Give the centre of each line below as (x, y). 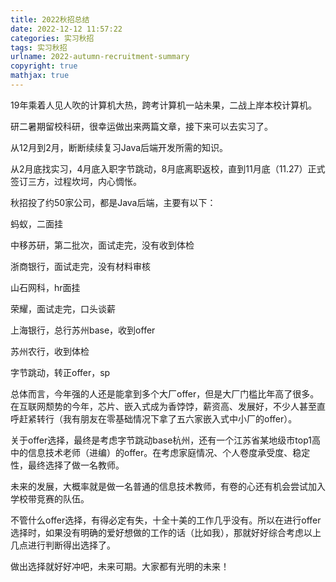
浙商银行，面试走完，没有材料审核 (80, 266)
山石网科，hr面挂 (45, 287)
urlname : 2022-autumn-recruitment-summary (100, 57)
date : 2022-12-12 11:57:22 (66, 29)
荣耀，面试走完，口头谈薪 (63, 308)
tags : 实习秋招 (39, 47)
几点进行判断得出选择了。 (63, 545)
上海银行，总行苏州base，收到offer (83, 330)
